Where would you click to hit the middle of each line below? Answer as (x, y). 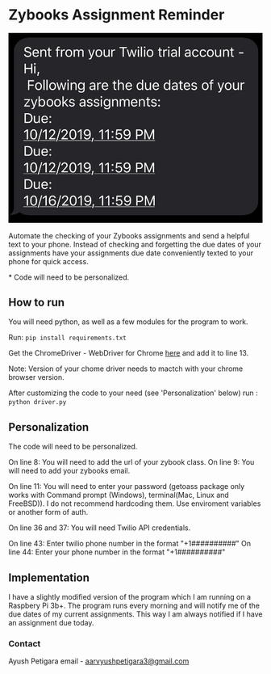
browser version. (36, 377)
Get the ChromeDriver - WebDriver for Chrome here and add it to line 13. (129, 353)
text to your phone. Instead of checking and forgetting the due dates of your (135, 244)
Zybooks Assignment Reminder (117, 15)
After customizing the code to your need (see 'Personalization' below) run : (133, 393)
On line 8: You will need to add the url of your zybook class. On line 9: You (131, 462)
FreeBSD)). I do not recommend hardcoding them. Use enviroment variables (135, 503)
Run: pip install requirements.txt (67, 338)
